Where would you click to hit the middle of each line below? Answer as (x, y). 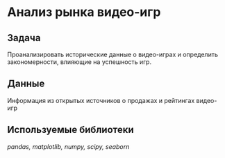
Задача (24, 38)
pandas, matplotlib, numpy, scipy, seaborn (68, 146)
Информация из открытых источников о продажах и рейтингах (101, 100)
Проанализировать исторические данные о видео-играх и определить (113, 54)
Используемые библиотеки (70, 130)
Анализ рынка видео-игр (84, 12)
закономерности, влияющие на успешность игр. (79, 62)
